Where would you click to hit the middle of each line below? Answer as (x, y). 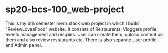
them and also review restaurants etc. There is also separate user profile (81, 40)
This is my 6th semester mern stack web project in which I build (72, 23)
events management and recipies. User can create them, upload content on (84, 34)
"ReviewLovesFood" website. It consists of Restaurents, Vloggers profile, (82, 29)
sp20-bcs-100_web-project (65, 9)
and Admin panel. (24, 45)
